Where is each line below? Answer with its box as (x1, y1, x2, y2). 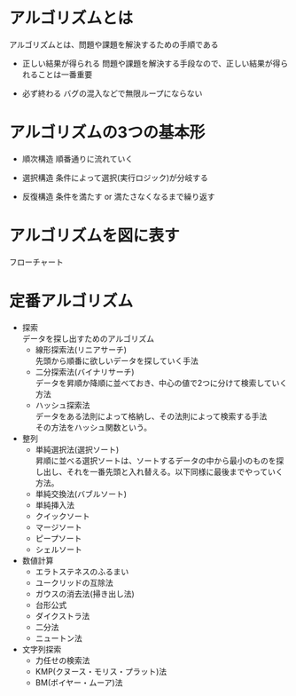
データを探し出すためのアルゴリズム (21, 333, 155, 344)
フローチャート (9, 257, 64, 267)
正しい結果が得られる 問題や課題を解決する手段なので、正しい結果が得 (21, 58, 281, 68)
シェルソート (35, 543, 82, 555)
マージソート (35, 521, 82, 533)
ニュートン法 (35, 632, 82, 644)
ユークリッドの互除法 (35, 577, 113, 588)
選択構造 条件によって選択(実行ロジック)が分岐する (21, 172, 208, 183)
